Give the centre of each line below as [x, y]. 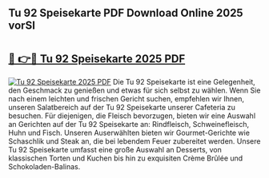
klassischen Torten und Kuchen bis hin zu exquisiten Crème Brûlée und [126, 158]
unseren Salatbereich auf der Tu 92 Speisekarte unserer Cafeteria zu [122, 107]
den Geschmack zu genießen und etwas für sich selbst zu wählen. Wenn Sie [134, 90]
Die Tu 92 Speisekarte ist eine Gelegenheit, [185, 82]
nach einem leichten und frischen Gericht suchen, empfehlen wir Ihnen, [126, 99]
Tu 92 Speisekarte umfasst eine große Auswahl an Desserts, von [115, 150]
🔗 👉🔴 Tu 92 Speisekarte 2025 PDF [97, 59]
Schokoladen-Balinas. [44, 166]
